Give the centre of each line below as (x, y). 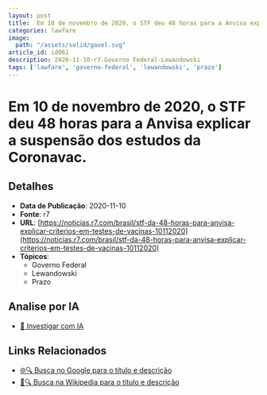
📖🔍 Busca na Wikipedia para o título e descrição (99, 382)
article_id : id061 (39, 52)
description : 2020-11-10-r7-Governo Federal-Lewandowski (104, 60)
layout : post (30, 15)
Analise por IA (44, 307)
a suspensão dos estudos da (104, 140)
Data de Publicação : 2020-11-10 (73, 205)
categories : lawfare (43, 30)
